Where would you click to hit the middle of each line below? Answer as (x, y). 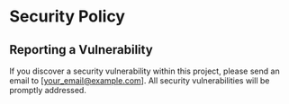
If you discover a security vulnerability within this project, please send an (145, 71)
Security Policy (68, 17)
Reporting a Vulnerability (81, 50)
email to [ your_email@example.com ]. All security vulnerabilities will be (140, 81)
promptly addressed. (48, 90)
